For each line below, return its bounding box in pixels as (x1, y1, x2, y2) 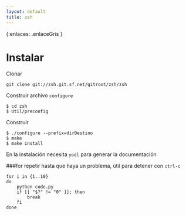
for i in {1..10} (6, 174, 49, 180)
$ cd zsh (6, 104, 28, 110)
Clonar (6, 70, 22, 77)
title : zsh (6, 14, 33, 20)
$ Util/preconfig (6, 108, 49, 115)
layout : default (6, 8, 46, 15)
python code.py (16, 184, 54, 190)
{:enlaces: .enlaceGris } (6, 30, 63, 37)
